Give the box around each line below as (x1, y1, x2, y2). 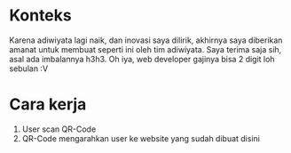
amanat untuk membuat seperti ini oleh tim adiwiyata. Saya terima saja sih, (9, 44, 282, 54)
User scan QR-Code (21, 124, 97, 134)
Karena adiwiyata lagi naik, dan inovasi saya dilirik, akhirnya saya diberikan (9, 35, 283, 45)
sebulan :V (9, 63, 49, 74)
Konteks (9, 5, 73, 26)
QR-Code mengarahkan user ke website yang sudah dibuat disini (21, 133, 260, 143)
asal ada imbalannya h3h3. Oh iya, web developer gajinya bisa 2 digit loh (9, 53, 275, 64)
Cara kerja (9, 94, 87, 115)
